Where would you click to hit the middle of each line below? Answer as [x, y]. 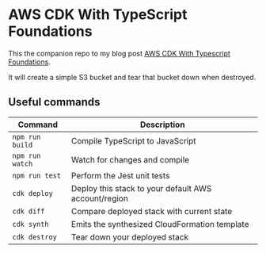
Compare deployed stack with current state [152, 211]
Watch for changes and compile [130, 159]
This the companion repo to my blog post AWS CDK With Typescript [120, 53]
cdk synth [30, 224]
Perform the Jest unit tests [120, 175]
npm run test [37, 175]
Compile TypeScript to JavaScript [133, 140]
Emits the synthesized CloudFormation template [160, 224]
